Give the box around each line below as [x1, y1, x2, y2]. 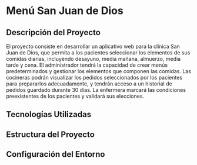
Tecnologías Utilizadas [6, 109, 92, 119]
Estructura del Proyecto [6, 129, 95, 139]
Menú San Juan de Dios [6, 4, 123, 18]
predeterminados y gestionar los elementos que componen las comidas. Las [6, 68, 191, 74]
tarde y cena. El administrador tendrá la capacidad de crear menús [6, 61, 168, 68]
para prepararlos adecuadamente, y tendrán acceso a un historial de [6, 80, 172, 87]
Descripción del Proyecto [6, 27, 101, 37]
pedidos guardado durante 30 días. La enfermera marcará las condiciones [6, 87, 186, 93]
